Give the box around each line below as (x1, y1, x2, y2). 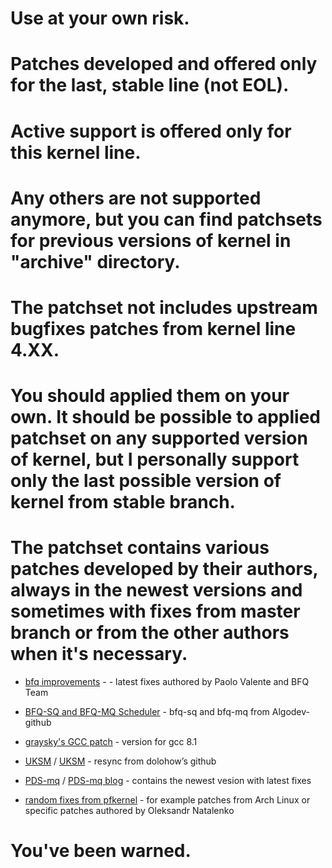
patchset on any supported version (10, 427, 308, 450)
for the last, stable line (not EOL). (10, 74, 290, 97)
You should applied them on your (10, 385, 290, 407)
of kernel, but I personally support (10, 448, 300, 471)
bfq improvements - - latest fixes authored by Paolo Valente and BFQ (24, 676, 310, 688)
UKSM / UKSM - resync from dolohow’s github (24, 755, 217, 767)
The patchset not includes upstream (10, 296, 318, 319)
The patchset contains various (10, 537, 270, 559)
